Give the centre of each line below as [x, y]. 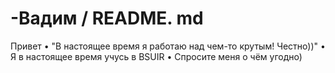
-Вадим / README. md [107, 18]
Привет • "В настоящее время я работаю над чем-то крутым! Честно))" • [168, 46]
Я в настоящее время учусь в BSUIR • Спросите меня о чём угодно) [156, 56]
